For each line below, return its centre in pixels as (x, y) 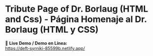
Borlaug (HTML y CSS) (52, 30)
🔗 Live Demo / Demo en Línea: (36, 43)
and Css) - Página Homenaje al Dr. (76, 19)
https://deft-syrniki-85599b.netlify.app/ (45, 48)
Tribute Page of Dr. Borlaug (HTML (77, 9)
